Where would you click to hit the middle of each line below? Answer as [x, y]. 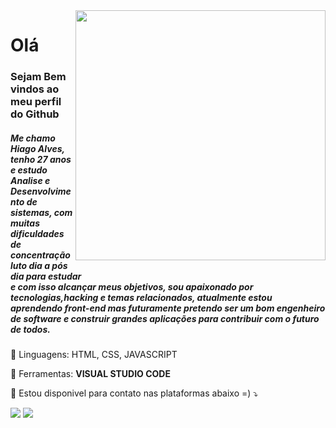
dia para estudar [46, 276]
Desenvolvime [41, 191]
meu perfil [36, 102]
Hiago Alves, [37, 148]
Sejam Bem [38, 77]
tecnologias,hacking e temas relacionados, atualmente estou [141, 297]
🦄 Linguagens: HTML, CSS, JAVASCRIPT [94, 355]
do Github [35, 114]
